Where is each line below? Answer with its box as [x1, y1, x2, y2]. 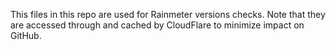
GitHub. [10, 30, 42, 41]
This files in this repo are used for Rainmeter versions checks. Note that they [10, 9, 326, 20]
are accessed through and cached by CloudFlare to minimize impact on [10, 19, 305, 31]
